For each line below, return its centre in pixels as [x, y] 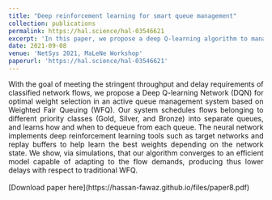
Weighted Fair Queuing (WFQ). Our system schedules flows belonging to [136, 109]
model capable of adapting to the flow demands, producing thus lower [136, 161]
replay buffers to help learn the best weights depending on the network [136, 144]
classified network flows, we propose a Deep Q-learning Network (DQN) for [136, 92]
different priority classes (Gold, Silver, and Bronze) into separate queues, [136, 118]
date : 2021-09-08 [38, 46]
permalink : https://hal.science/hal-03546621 [86, 31]
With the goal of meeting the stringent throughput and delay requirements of [136, 84]
